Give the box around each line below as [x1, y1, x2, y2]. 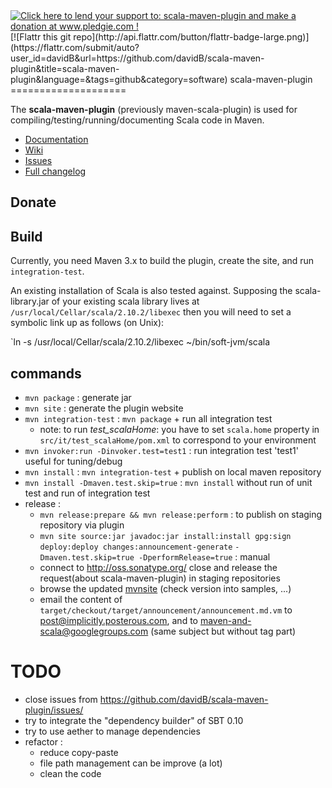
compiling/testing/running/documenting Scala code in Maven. [10, 114, 265, 126]
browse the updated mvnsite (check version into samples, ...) [39, 583, 292, 595]
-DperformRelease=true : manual [138, 551, 271, 563]
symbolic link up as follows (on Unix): [10, 317, 165, 329]
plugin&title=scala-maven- [10, 63, 120, 74]
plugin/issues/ [24, 704, 84, 716]
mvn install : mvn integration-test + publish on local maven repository [24, 466, 322, 478]
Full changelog [24, 165, 87, 177]
